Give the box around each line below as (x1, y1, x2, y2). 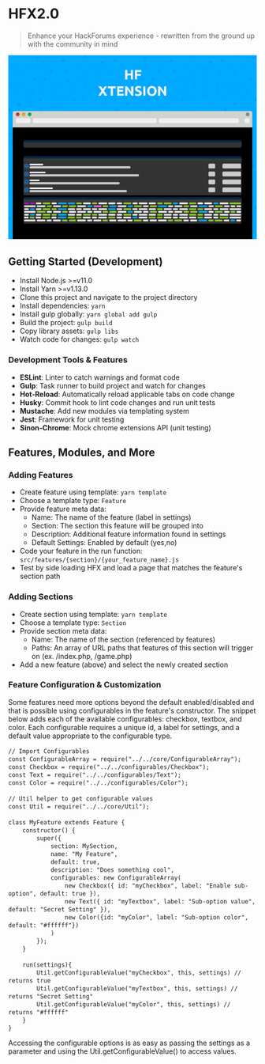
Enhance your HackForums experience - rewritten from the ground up (27, 31, 255, 40)
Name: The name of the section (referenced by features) (31, 634, 215, 644)
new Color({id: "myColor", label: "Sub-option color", (64, 913, 248, 922)
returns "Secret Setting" (8, 992, 93, 1001)
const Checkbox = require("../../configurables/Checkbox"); (8, 763, 211, 771)
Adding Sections (8, 591, 73, 602)
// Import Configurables (8, 747, 90, 755)
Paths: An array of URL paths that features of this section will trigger (31, 642, 254, 653)
